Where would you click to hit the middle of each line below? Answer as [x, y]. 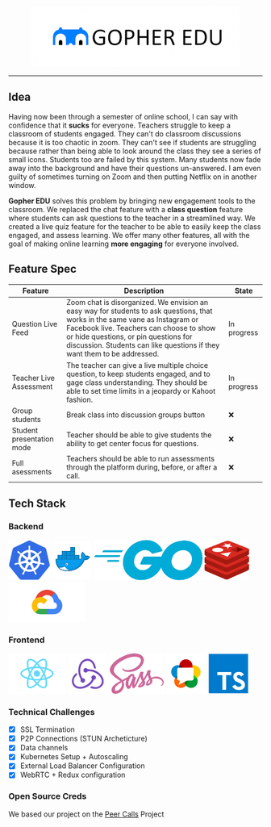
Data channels [44, 748]
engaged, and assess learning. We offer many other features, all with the [129, 235]
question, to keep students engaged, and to [138, 374]
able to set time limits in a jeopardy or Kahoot [141, 391]
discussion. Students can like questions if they [143, 345]
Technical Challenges [52, 712]
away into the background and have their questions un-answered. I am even [135, 168]
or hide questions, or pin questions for [129, 336]
